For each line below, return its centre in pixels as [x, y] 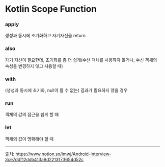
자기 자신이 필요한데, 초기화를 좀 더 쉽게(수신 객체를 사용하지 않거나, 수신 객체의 [81, 60]
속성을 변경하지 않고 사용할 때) [34, 66]
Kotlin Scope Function [51, 9]
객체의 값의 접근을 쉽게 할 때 [32, 115]
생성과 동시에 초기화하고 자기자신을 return [45, 36]
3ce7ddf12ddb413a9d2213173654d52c [44, 159]
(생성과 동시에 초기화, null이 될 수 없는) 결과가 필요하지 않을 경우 [66, 90]
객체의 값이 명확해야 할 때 [29, 139]
